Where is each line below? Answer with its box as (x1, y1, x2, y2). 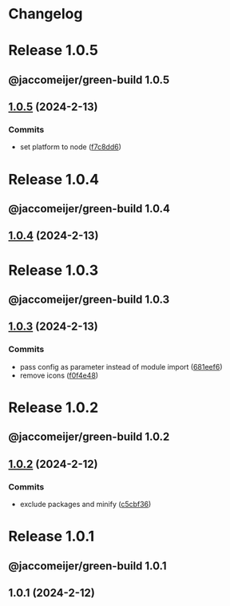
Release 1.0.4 (8, 170, 100, 188)
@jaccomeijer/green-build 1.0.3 (8, 293, 170, 306)
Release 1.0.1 (8, 528, 95, 545)
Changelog (8, 5, 83, 23)
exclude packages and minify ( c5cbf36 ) (19, 499, 152, 509)
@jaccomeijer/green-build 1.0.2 (8, 430, 170, 444)
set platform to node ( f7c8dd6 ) (19, 142, 122, 152)
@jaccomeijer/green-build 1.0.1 (8, 559, 167, 572)
